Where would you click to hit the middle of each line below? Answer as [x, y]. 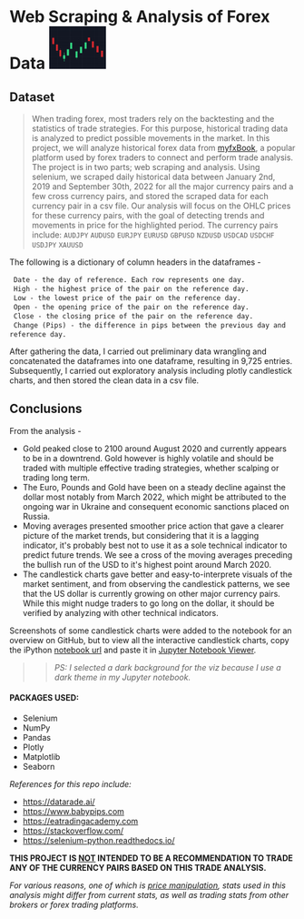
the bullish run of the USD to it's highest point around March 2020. [147, 564]
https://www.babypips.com [74, 812]
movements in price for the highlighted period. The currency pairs [155, 225]
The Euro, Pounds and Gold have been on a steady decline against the [154, 487]
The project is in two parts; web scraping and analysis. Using [146, 167]
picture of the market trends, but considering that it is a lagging [141, 535]
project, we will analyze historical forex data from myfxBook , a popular [163, 148]
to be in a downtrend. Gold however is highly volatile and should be [148, 458]
